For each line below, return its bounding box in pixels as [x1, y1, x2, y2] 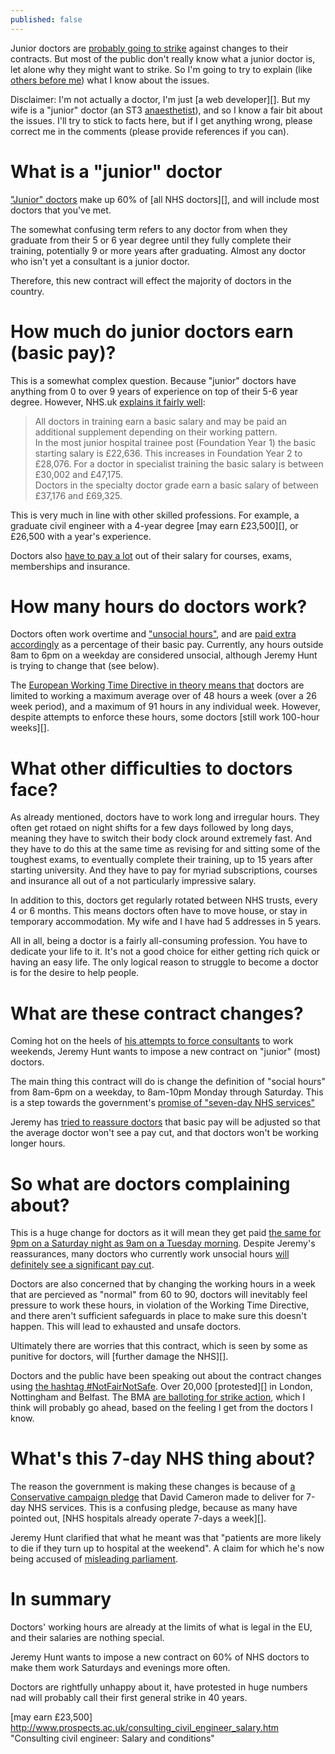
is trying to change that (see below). [10, 660, 160, 672]
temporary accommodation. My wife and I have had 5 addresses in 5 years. [10, 916, 322, 928]
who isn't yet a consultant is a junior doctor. [10, 255, 190, 267]
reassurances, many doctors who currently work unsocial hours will [10, 1248, 290, 1260]
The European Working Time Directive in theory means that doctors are [10, 679, 305, 691]
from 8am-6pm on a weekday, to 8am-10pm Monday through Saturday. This [10, 1086, 324, 1098]
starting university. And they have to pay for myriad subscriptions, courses [10, 864, 318, 876]
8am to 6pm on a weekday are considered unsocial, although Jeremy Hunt [10, 649, 318, 661]
